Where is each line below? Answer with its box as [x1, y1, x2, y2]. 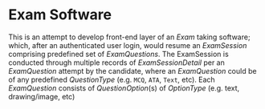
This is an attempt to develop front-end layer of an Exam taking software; [8, 32, 251, 42]
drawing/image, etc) [8, 91, 75, 101]
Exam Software [8, 6, 112, 24]
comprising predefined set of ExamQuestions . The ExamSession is [8, 49, 229, 59]
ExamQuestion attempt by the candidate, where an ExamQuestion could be [8, 66, 257, 75]
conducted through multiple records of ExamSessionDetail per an [8, 58, 225, 67]
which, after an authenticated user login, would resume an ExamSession [8, 40, 247, 50]
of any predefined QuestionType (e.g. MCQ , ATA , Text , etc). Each [8, 75, 215, 84]
